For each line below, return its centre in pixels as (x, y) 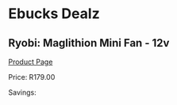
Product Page (31, 62)
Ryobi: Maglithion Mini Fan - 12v (89, 43)
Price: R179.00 (32, 77)
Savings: (23, 92)
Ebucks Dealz (54, 14)
